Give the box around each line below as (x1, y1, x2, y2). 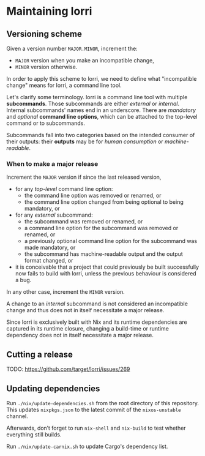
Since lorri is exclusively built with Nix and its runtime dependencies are (6, 318, 188, 326)
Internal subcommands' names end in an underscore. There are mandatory (6, 107, 196, 114)
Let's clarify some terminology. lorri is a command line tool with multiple (6, 94, 188, 100)
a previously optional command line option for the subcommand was (24, 237, 198, 245)
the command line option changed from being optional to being (24, 198, 184, 206)
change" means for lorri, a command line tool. (6, 81, 122, 89)
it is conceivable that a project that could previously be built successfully (15, 263, 199, 271)
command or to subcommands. (6, 119, 86, 127)
